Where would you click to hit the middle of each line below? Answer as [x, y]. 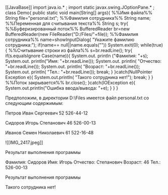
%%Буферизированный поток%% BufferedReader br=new [68, 29]
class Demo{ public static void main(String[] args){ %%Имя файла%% [79, 13]
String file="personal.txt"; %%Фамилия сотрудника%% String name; [78, 18]
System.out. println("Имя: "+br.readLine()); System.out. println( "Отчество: [83, 61]
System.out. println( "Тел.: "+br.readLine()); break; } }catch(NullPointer [79, 72]
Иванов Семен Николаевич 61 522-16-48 [49, 133]
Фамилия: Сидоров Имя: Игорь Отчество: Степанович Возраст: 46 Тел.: [83, 162]
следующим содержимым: [34, 103]
